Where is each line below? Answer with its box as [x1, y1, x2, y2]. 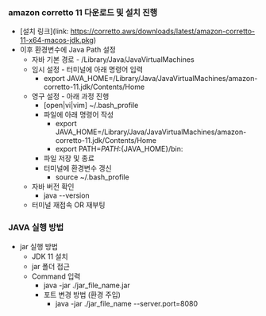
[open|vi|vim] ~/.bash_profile [43, 101, 139, 110]
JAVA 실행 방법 [8, 222, 64, 233]
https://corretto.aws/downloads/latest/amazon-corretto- [70, 26, 256, 37]
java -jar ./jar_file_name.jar [43, 280, 131, 290]
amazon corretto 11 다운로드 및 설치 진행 [8, 6, 158, 17]
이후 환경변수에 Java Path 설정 [19, 45, 117, 55]
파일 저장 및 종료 [43, 153, 95, 164]
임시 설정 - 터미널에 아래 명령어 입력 [31, 65, 143, 75]
